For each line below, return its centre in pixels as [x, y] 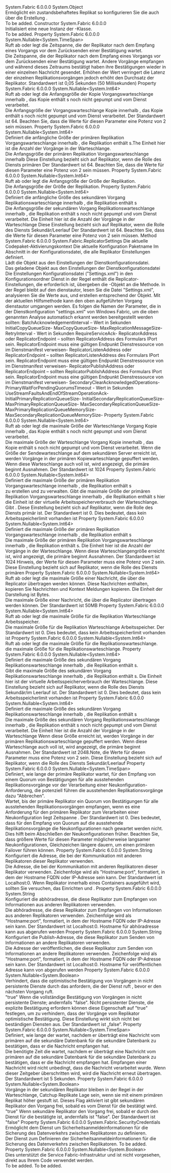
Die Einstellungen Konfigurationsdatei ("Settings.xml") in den [69, 273]
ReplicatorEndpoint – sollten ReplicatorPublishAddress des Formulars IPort [84, 371]
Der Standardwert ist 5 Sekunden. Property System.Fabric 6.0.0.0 [74, 1079]
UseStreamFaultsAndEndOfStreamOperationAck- [57, 393]
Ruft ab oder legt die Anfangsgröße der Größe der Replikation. [71, 181]
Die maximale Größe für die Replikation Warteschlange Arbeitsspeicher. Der [85, 627]
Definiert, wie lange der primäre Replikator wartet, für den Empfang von [81, 774]
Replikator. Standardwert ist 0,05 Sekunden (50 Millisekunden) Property [81, 83]
